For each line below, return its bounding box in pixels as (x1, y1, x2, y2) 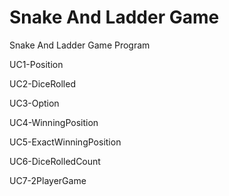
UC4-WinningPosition (9, 116, 99, 128)
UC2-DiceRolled (9, 77, 76, 90)
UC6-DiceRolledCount (9, 155, 101, 167)
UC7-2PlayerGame (9, 174, 87, 186)
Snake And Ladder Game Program (9, 39, 151, 51)
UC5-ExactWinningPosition (9, 136, 122, 148)
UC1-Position (9, 58, 64, 70)
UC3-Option (9, 97, 60, 109)
